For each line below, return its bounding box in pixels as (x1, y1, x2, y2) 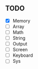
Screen (12, 47, 28, 53)
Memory (12, 17, 30, 24)
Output (12, 41, 27, 47)
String (12, 35, 25, 41)
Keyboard (12, 52, 33, 58)
